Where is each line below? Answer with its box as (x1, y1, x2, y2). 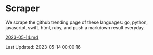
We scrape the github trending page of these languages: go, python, (5, 19, 148, 25)
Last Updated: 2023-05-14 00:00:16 (5, 44, 81, 50)
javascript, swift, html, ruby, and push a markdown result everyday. (5, 24, 145, 30)
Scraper (5, 3, 40, 14)
